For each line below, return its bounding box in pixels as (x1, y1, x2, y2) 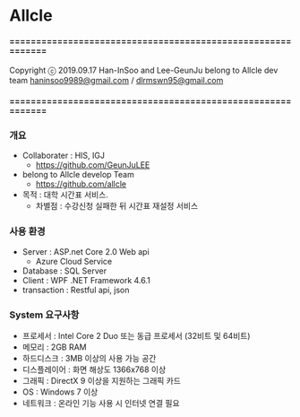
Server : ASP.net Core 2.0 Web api (21, 246, 150, 256)
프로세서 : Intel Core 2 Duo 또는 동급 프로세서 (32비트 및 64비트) (21, 330, 251, 341)
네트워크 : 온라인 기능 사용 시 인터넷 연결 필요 (21, 397, 181, 408)
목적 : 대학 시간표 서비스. (21, 189, 109, 200)
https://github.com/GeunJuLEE (35, 160, 150, 170)
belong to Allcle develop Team (21, 169, 134, 180)
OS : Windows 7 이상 (21, 387, 99, 397)
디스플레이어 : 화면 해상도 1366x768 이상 (21, 364, 167, 375)
